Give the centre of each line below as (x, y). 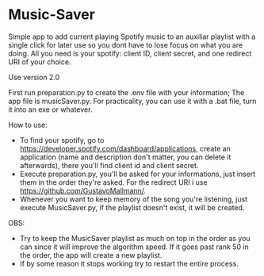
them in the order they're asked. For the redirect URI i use (113, 182)
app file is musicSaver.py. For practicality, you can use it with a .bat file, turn (132, 101)
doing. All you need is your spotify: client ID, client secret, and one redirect (130, 53)
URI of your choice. (40, 62)
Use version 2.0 (34, 77)
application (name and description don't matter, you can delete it (125, 157)
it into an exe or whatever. (50, 109)
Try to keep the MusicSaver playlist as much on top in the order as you (135, 238)
